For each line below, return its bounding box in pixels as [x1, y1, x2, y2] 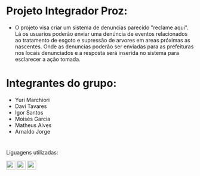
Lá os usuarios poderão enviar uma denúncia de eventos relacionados [14, 30, 188, 37]
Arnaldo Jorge [14, 128, 51, 135]
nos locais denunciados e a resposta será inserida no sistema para [14, 49, 179, 56]
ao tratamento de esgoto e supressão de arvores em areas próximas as [14, 36, 190, 44]
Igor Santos [14, 109, 44, 116]
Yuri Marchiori [14, 96, 50, 103]
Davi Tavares [14, 103, 47, 110]
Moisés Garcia [14, 115, 51, 122]
